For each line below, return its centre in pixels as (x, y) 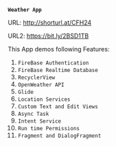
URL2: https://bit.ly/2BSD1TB (48, 36)
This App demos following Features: (59, 49)
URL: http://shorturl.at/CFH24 (50, 23)
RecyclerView (36, 77)
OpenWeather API (41, 85)
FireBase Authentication (53, 63)
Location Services (44, 99)
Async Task (33, 114)
